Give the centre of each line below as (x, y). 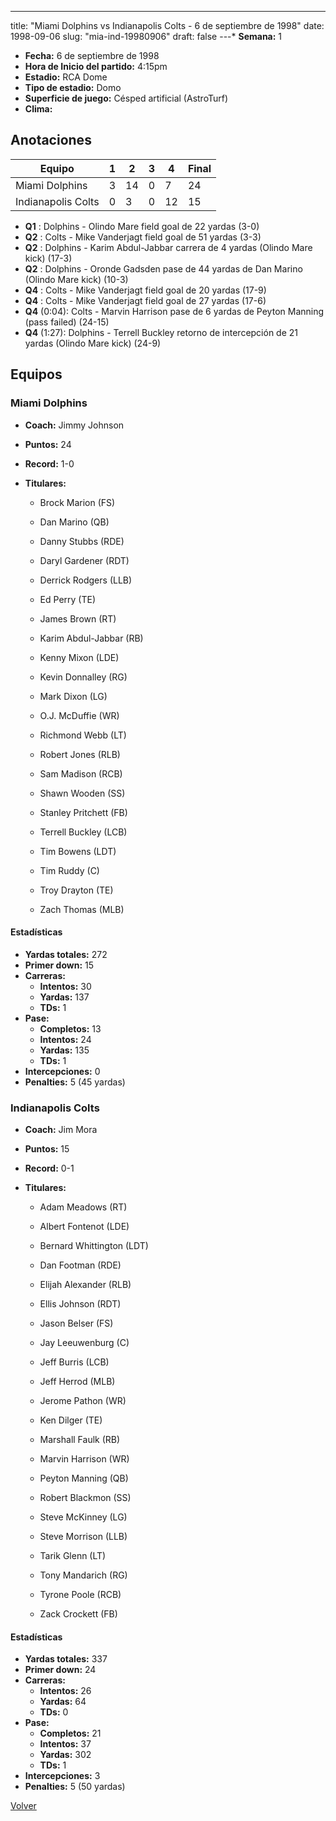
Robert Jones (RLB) (80, 754)
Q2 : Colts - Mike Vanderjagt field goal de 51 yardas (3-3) (143, 237)
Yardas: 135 (64, 1050)
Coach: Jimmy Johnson (74, 425)
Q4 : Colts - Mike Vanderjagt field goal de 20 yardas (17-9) (145, 290)
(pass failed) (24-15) (67, 322)
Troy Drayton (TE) (76, 890)
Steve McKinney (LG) (83, 1517)
